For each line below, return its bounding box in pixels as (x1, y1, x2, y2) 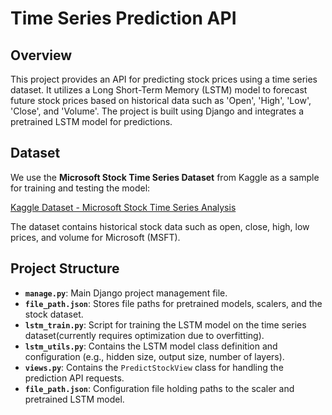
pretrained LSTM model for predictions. (10, 116, 173, 127)
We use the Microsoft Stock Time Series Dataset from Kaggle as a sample (10, 171, 320, 183)
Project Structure (10, 260, 120, 277)
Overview (10, 47, 73, 64)
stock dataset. (24, 308, 84, 320)
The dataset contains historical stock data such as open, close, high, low (10, 220, 310, 232)
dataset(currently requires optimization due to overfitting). (24, 329, 265, 341)
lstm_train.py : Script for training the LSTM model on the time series (24, 318, 307, 331)
